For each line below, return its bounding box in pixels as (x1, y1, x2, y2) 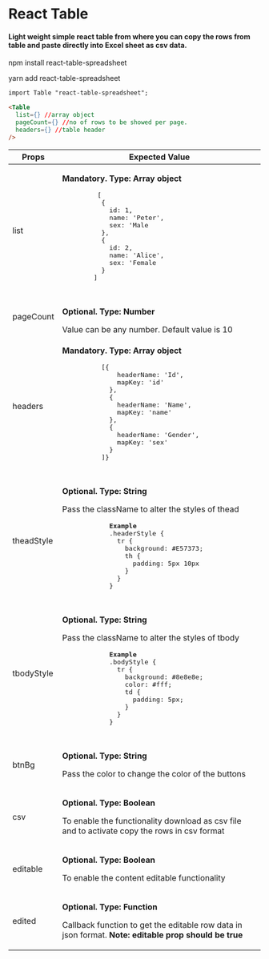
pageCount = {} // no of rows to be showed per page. (15, 118, 188, 126)
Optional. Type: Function (62, 901, 158, 913)
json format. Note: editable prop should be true (62, 929, 243, 941)
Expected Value (128, 151, 191, 163)
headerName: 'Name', (117, 400, 192, 409)
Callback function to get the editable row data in (62, 919, 243, 930)
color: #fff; (124, 680, 172, 688)
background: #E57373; (124, 544, 204, 552)
